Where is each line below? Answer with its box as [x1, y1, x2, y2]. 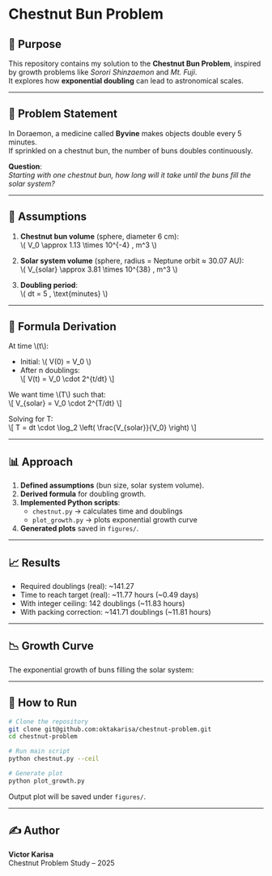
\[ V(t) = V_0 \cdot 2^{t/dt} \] [19, 374, 115, 384]
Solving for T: [8, 414, 53, 424]
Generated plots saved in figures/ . [19, 524, 139, 534]
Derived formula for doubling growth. [19, 489, 147, 499]
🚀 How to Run [8, 696, 78, 710]
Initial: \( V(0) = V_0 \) [19, 357, 91, 367]
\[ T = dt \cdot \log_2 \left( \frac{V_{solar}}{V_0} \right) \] [8, 423, 197, 432]
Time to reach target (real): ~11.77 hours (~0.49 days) [19, 590, 199, 600]
